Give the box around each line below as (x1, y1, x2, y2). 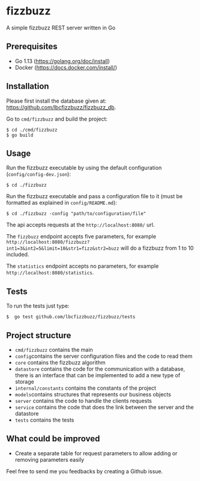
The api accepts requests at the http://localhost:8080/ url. (6, 221, 155, 229)
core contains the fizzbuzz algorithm (14, 359, 106, 366)
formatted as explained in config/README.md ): (6, 199, 117, 207)
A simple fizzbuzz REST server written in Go (6, 24, 116, 31)
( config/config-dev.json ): (6, 171, 71, 178)
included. (6, 251, 29, 258)
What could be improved (6, 434, 100, 444)
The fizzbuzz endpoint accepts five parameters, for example (6, 233, 156, 240)
